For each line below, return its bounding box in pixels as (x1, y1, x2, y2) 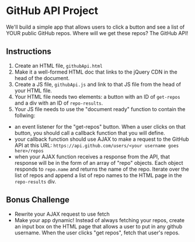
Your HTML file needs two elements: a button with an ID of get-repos (14, 93, 180, 100)
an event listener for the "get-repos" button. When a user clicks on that (14, 123, 186, 130)
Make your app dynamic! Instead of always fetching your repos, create (14, 216, 185, 223)
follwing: (14, 112, 36, 119)
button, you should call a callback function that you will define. (14, 129, 165, 136)
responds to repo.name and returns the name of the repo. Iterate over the (14, 165, 189, 172)
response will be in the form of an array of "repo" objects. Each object (14, 159, 183, 166)
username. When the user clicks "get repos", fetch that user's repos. (14, 229, 180, 236)
